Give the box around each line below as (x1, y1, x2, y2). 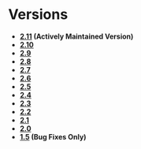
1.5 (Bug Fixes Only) (19, 132, 87, 141)
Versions (8, 6, 69, 24)
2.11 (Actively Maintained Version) (19, 32, 134, 41)
